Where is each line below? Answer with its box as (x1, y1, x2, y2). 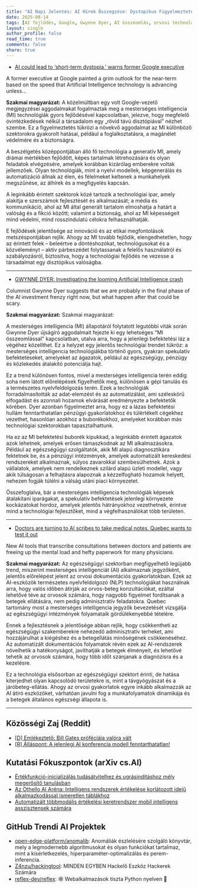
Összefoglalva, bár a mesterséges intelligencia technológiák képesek (6, 489, 174, 496)
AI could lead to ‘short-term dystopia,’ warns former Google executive (14, 63, 184, 70)
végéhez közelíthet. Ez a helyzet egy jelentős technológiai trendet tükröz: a (6, 341, 189, 349)
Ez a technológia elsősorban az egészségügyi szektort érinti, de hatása (6, 671, 180, 678)
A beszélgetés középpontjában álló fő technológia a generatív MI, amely (6, 148, 181, 155)
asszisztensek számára (14, 805, 72, 812)
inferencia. (14, 856, 41, 863)
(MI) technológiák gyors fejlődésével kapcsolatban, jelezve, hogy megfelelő (6, 111, 190, 118)
